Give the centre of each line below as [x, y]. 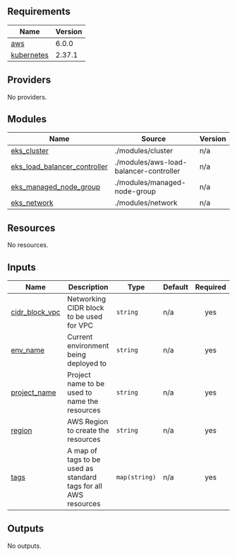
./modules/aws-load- [151, 162]
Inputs [22, 267]
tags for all [84, 486]
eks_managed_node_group [56, 187]
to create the [88, 431]
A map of [82, 451]
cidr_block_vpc [36, 312]
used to [79, 393]
